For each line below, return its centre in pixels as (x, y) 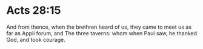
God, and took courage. (36, 39)
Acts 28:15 (34, 10)
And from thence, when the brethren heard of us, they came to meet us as (99, 27)
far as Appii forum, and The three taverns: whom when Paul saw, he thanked (102, 33)
